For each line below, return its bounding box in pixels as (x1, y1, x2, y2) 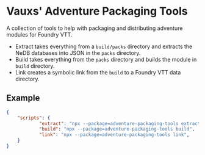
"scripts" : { (17, 115, 51, 121)
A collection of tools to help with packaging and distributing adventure (6, 24, 183, 32)
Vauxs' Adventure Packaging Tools (6, 4, 188, 18)
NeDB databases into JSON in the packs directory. (15, 49, 141, 56)
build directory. (15, 62, 55, 70)
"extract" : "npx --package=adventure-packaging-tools (38, 120, 179, 126)
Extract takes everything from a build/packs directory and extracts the (15, 43, 193, 50)
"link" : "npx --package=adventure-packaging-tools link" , (38, 132, 190, 138)
